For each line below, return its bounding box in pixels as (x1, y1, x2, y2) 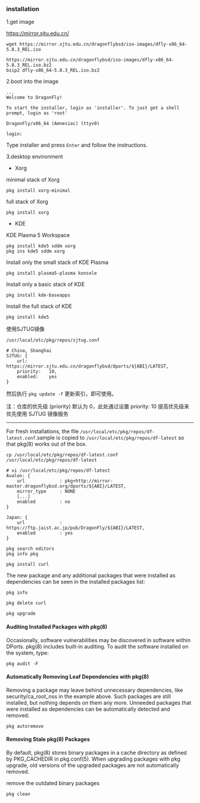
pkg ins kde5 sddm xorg (6, 248, 65, 254)
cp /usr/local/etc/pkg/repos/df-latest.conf (6, 452, 118, 458)
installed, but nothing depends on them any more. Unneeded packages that (6, 699, 192, 706)
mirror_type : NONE (17, 488, 76, 494)
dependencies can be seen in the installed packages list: (6, 578, 145, 586)
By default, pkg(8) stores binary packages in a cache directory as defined (6, 749, 187, 756)
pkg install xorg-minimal (6, 188, 70, 194)
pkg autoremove (6, 723, 44, 729)
